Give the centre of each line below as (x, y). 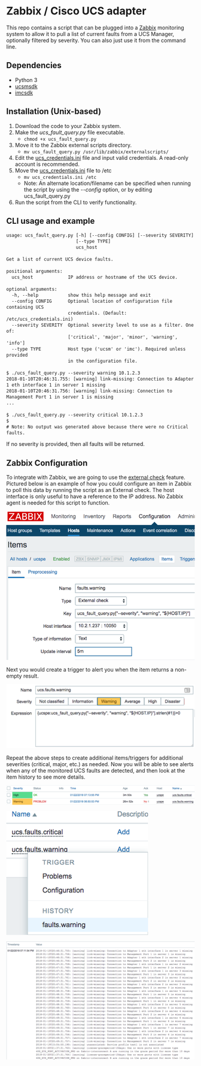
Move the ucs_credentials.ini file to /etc (63, 170)
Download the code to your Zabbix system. (68, 126)
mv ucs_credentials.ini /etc (60, 177)
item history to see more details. (46, 777)
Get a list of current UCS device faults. (60, 259)
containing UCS (25, 307)
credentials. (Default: (98, 313)
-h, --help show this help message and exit (81, 295)
